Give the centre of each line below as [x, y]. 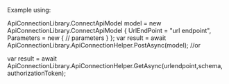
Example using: [29, 10]
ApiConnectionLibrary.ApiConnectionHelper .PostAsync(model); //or [104, 45]
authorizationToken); [36, 73]
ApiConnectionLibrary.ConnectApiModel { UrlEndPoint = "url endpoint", [109, 31]
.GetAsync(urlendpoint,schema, [178, 66]
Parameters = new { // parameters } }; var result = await [87, 38]
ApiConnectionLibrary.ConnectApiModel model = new [84, 23]
